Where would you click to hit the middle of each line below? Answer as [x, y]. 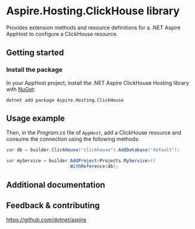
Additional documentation [56, 185]
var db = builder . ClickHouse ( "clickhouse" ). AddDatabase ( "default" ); [93, 150]
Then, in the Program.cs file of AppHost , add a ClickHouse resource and [94, 133]
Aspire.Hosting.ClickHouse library [93, 11]
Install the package [34, 70]
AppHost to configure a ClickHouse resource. [62, 33]
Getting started [35, 53]
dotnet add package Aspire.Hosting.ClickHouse [65, 100]
